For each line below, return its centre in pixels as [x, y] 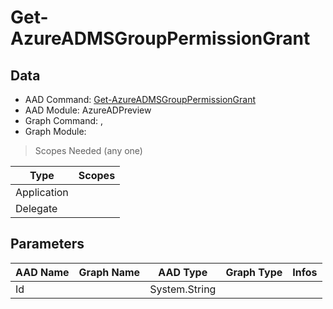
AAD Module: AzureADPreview [88, 110]
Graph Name [109, 272]
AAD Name [42, 272]
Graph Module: [55, 131]
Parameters [47, 244]
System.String [183, 289]
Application [42, 192]
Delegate [36, 208]
